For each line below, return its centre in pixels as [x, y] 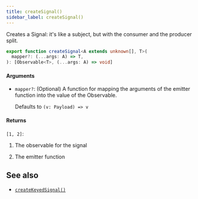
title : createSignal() [34, 12]
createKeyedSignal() [40, 190]
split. [12, 40]
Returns [16, 120]
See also [22, 175]
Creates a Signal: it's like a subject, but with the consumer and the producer [99, 34]
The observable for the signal [51, 145]
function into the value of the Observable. [66, 95]
